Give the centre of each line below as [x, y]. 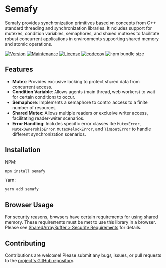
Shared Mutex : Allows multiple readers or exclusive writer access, [80, 113]
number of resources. [34, 107]
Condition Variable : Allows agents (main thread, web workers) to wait [83, 92]
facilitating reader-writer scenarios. [48, 118]
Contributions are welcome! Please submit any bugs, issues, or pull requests [83, 255]
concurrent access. [32, 87]
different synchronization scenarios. [49, 134]
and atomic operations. [29, 44]
